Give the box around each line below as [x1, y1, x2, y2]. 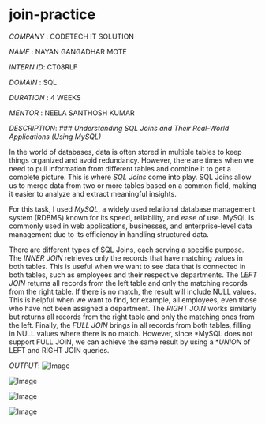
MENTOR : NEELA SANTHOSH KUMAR [9, 108, 135, 118]
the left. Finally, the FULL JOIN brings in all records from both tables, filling [9, 320, 252, 329]
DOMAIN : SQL [9, 77, 58, 87]
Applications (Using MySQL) [9, 132, 102, 141]
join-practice [9, 6, 96, 24]
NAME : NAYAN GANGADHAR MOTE [9, 47, 127, 56]
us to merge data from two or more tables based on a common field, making [9, 180, 257, 190]
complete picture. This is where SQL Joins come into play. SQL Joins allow [9, 172, 252, 182]
